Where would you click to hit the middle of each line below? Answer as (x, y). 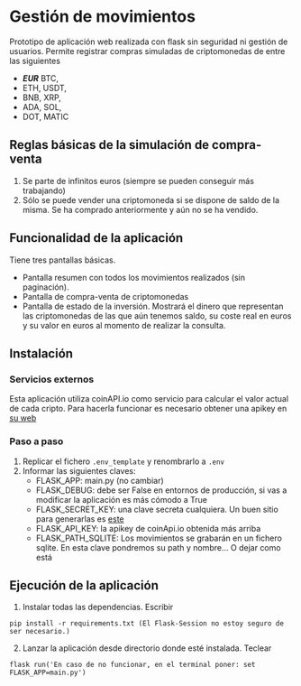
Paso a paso (36, 441)
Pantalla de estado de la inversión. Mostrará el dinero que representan (153, 306)
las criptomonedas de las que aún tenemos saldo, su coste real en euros (157, 315)
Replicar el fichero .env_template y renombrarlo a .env (123, 461)
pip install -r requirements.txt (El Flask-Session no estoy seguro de (146, 624)
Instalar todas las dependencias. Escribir (98, 607)
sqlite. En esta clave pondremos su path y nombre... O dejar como (158, 547)
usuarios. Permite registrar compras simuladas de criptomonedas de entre (147, 51)
